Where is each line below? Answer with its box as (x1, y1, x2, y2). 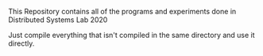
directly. (8, 39, 35, 48)
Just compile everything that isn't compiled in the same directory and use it (8, 31, 256, 39)
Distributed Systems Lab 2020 (8, 15, 108, 24)
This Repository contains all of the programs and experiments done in (8, 7, 237, 16)
